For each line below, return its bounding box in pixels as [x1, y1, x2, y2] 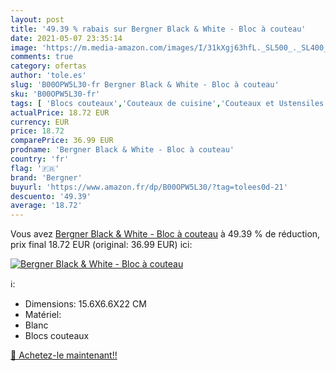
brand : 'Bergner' [10, 172, 83, 183]
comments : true [10, 52, 74, 62]
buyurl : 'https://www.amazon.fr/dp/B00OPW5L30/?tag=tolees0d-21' [10, 182, 288, 192]
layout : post [10, 14, 65, 25]
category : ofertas [10, 61, 87, 71]
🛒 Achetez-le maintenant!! [10, 349, 118, 361]
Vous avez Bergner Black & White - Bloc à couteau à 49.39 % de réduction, [10, 228, 321, 240]
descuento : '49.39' [10, 191, 92, 201]
